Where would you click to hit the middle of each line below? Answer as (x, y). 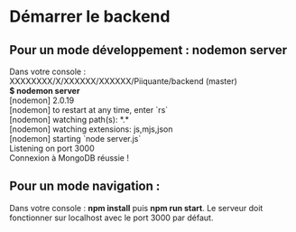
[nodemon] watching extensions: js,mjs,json (91, 129)
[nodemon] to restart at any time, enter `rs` (89, 110)
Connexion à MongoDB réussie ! (69, 158)
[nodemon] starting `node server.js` (75, 139)
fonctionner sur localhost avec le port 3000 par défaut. (111, 218)
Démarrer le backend (90, 17)
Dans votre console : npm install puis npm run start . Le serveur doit (136, 208)
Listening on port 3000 (52, 148)
